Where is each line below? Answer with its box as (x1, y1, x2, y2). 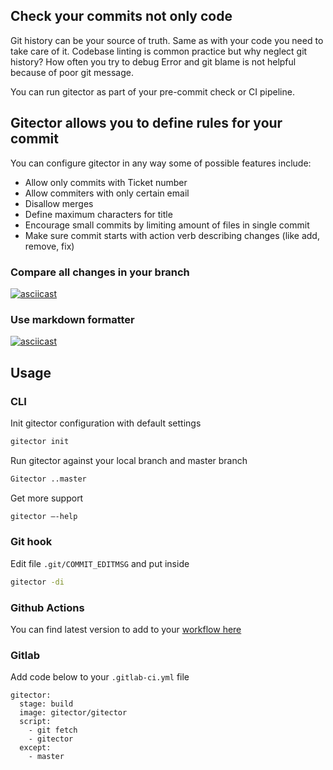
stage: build (19, 699, 74, 709)
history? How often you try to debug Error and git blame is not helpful (10, 55, 297, 68)
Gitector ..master (10, 474, 87, 484)
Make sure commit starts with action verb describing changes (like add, (24, 229, 320, 241)
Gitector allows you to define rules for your (10, 115, 283, 132)
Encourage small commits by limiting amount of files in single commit (24, 219, 310, 231)
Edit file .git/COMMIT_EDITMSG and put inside (10, 557, 190, 569)
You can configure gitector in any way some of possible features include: (10, 157, 312, 169)
